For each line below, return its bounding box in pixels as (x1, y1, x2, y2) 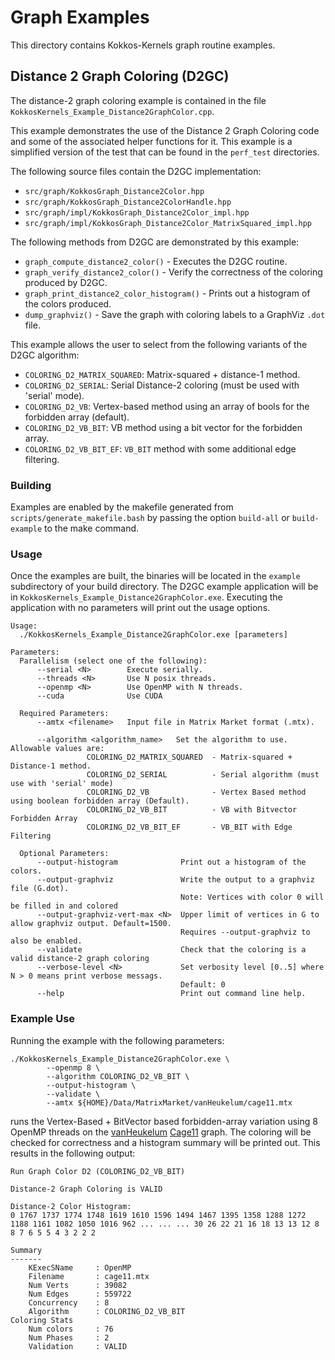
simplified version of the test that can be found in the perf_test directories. (10, 146, 320, 158)
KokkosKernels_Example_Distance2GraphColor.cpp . (10, 105, 215, 117)
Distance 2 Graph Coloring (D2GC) (10, 68, 230, 85)
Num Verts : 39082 (28, 1280, 128, 1290)
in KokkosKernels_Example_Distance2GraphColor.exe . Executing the (10, 591, 283, 603)
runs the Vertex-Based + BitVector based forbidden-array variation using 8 (10, 1115, 318, 1127)
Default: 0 (180, 980, 226, 990)
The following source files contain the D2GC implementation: (10, 165, 262, 177)
